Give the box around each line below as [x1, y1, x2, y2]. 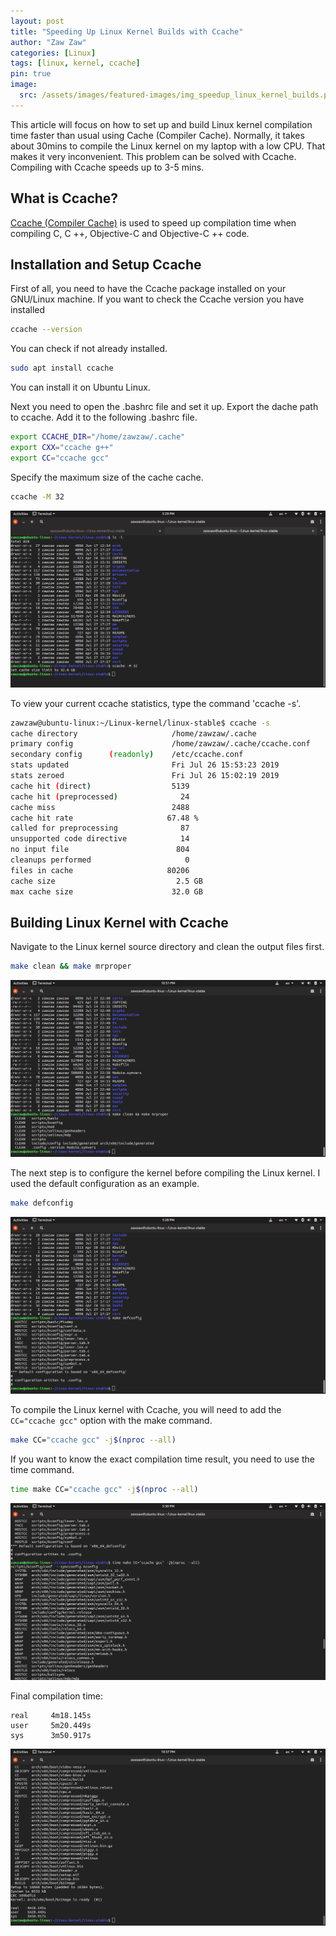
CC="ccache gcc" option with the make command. [10, 1415, 213, 1427]
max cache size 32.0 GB [10, 886, 203, 897]
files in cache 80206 [10, 865, 190, 875]
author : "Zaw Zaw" [10, 37, 87, 47]
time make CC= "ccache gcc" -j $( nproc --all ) [10, 1484, 199, 1494]
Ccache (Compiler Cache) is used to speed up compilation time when [10, 216, 297, 229]
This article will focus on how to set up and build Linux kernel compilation [10, 118, 313, 130]
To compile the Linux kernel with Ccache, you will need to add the [10, 1404, 282, 1416]
